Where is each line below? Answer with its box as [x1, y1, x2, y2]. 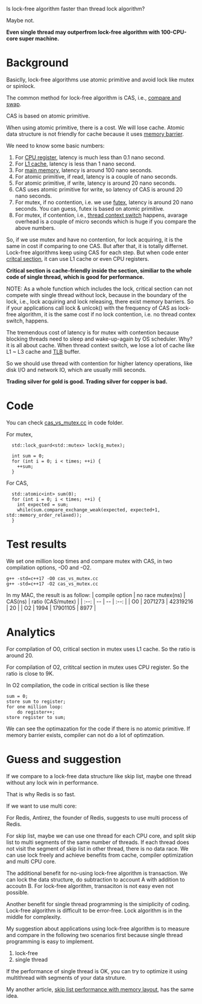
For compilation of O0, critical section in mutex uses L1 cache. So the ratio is [6, 645, 196, 653]
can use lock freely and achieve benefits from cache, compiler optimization [6, 851, 194, 859]
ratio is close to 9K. [6, 670, 54, 677]
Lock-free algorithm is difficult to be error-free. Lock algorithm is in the [6, 907, 183, 914]
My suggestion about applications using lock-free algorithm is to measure [6, 925, 190, 932]
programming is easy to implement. [6, 938, 95, 945]
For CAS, [6, 479, 28, 487]
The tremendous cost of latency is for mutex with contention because [6, 328, 179, 336]
